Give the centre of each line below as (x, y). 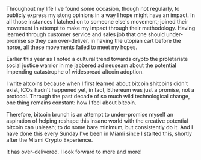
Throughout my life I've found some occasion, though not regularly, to (93, 9)
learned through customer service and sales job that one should (86, 34)
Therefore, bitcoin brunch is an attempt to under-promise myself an (90, 114)
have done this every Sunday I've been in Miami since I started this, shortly (99, 133)
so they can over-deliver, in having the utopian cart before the (105, 41)
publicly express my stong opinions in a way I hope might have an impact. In (101, 15)
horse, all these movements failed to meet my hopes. (72, 47)
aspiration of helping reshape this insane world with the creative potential (97, 121)
